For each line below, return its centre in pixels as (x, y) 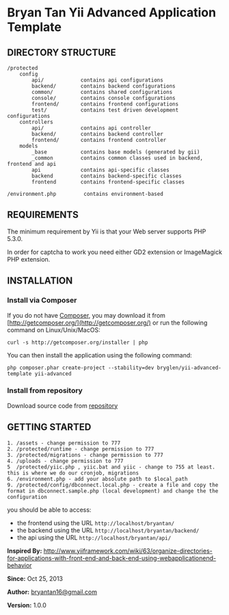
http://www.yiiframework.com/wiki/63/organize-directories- (128, 551)
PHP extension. (29, 259)
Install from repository (45, 390)
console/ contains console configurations (104, 98)
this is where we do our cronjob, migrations (73, 473)
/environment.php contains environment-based (85, 194)
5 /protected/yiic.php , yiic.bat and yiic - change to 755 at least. (111, 467)
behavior (19, 565)
